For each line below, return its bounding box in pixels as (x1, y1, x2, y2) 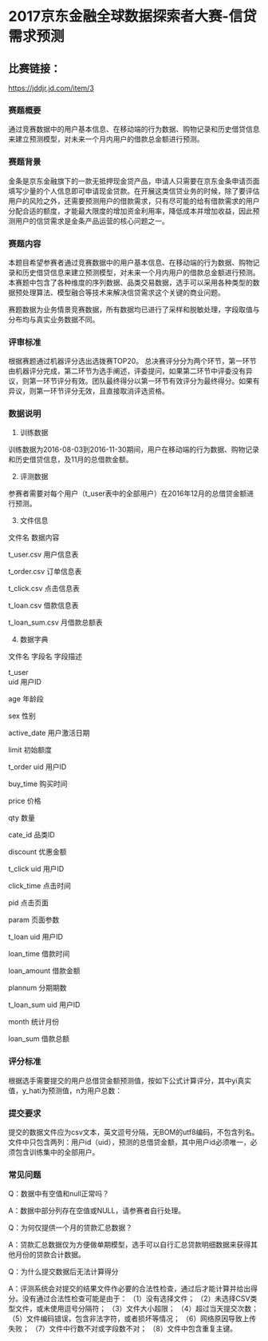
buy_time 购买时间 (8, 779, 68, 788)
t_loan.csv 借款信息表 (8, 601, 79, 610)
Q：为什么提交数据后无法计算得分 (8, 1267, 119, 1276)
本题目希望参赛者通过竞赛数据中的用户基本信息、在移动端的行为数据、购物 (8, 257, 253, 267)
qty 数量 (8, 813, 36, 823)
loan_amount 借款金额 (8, 966, 81, 976)
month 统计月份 (8, 1017, 60, 1027)
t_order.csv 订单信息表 (8, 567, 82, 577)
